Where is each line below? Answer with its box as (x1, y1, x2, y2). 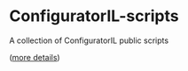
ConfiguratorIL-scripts (9, 6, 179, 26)
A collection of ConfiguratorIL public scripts (9, 35, 169, 46)
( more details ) (9, 52, 60, 62)
